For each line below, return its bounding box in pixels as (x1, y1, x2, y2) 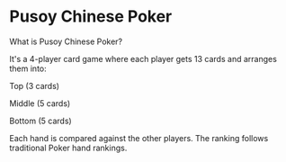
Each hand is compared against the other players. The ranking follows (9, 132, 269, 143)
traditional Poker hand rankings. (9, 142, 128, 153)
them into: (9, 63, 47, 74)
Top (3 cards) (9, 80, 60, 91)
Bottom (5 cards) (9, 115, 72, 126)
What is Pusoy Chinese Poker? (9, 36, 123, 47)
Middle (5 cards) (9, 97, 71, 109)
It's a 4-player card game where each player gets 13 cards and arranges (9, 53, 277, 64)
